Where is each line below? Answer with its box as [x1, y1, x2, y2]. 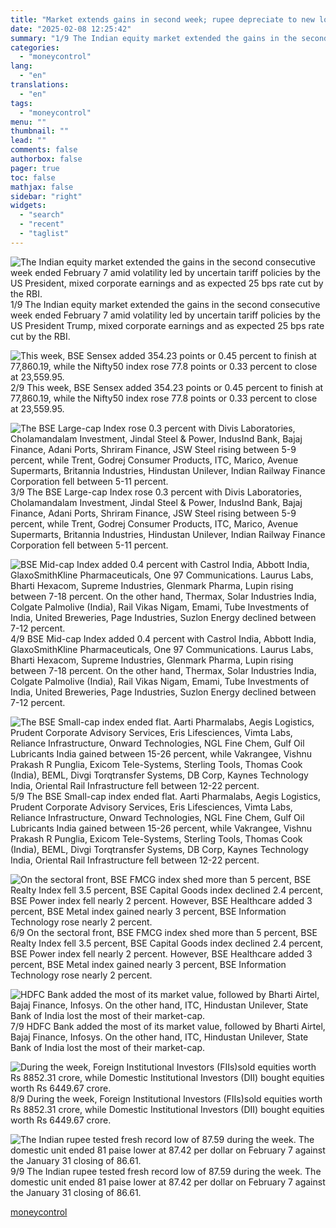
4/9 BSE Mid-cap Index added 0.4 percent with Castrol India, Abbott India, [10, 632, 317, 645]
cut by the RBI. [10, 330, 71, 342]
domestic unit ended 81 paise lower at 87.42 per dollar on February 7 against [10, 1176, 326, 1188]
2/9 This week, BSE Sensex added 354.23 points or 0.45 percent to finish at [10, 381, 324, 393]
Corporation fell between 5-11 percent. [10, 539, 169, 551]
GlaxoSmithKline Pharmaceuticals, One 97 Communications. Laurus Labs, [10, 643, 314, 655]
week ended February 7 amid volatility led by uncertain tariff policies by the [10, 309, 321, 321]
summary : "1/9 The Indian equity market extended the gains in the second [10, 33, 329, 43]
